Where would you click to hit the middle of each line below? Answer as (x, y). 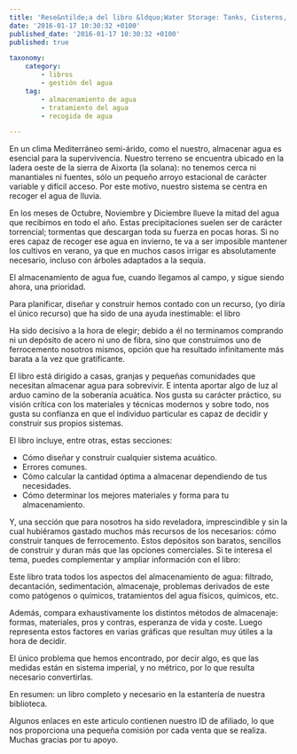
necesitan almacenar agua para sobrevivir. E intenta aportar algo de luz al (144, 386)
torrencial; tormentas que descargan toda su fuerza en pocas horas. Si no (144, 232)
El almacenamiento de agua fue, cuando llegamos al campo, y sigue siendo (147, 278)
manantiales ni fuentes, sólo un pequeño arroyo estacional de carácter (138, 177)
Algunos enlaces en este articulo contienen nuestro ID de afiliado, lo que (142, 721)
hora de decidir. (38, 641)
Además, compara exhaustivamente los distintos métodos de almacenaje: (144, 613)
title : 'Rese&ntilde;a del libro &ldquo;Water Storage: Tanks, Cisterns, (148, 17)
